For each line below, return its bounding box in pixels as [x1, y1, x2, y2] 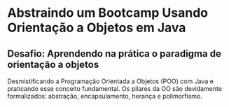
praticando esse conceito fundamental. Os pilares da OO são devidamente [7, 85, 223, 92]
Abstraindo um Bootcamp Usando [7, 5, 209, 21]
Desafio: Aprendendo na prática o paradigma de [7, 48, 222, 59]
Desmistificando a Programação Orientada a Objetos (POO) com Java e [7, 77, 214, 85]
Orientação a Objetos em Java [7, 20, 186, 36]
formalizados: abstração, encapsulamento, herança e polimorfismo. [7, 92, 203, 100]
